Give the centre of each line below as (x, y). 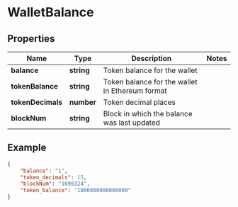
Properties (31, 39)
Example (27, 148)
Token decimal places (139, 102)
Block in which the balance (148, 114)
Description (151, 58)
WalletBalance (51, 12)
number (83, 102)
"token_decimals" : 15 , (53, 177)
